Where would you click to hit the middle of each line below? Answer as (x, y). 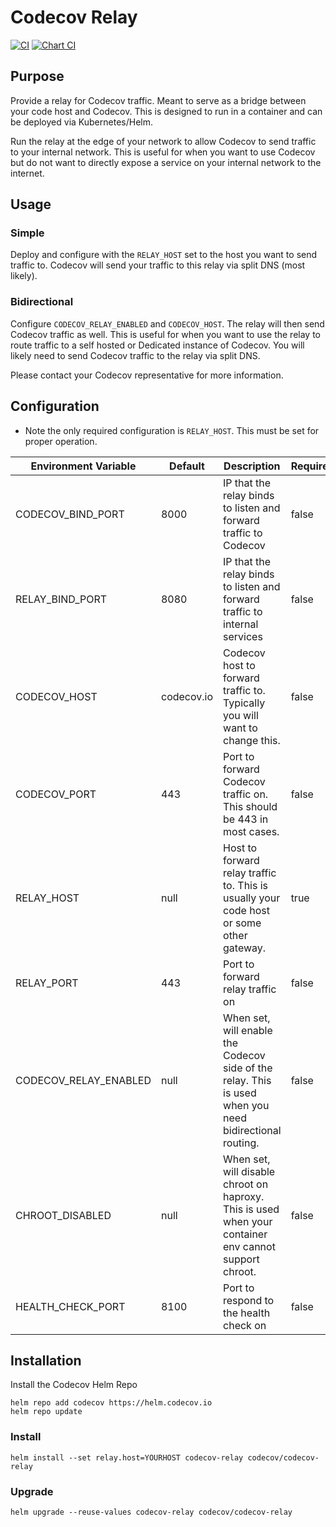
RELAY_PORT (47, 983)
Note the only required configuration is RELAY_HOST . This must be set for (172, 430)
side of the (248, 1068)
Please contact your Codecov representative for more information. (147, 375)
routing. (241, 1143)
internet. (27, 173)
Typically (244, 703)
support (241, 1259)
